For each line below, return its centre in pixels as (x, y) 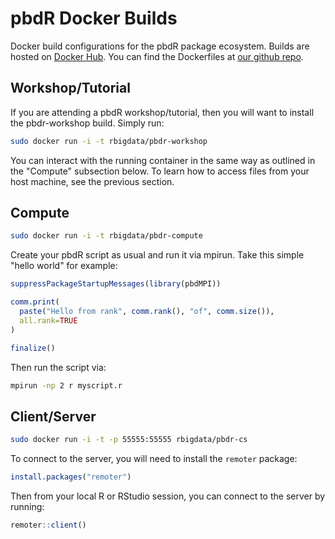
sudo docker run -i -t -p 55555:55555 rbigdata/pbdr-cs (129, 440)
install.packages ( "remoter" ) (71, 477)
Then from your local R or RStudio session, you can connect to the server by (168, 496)
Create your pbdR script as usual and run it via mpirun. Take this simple (157, 255)
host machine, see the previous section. (92, 181)
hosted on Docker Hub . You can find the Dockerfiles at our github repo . (157, 56)
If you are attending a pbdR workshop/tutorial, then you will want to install (162, 112)
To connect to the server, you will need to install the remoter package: (154, 459)
